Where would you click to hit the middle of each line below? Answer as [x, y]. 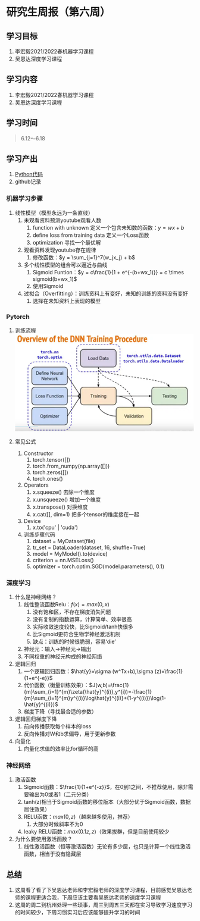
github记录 [28, 181]
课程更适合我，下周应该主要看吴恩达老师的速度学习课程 [93, 897]
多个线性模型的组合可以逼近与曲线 [65, 265]
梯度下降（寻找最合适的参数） [60, 711]
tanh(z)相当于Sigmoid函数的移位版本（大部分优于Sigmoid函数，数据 [107, 802]
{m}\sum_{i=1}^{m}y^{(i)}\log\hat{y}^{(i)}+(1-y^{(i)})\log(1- [95, 698]
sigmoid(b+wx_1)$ [55, 279]
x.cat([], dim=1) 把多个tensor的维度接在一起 [86, 514]
